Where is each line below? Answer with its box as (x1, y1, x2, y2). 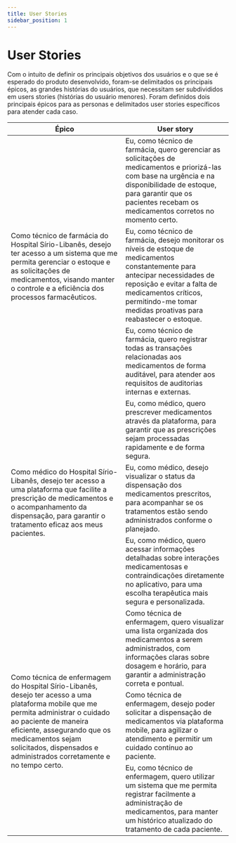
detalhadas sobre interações (125, 553, 220, 563)
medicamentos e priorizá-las (125, 162, 222, 172)
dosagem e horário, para (125, 661, 207, 671)
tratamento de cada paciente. (125, 825, 223, 835)
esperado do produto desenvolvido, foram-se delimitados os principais (7, 78, 213, 86)
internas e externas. (125, 387, 191, 397)
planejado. (125, 524, 160, 534)
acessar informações (125, 544, 195, 554)
